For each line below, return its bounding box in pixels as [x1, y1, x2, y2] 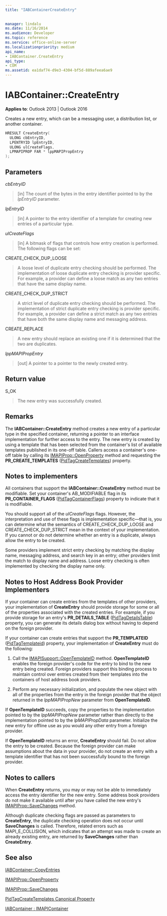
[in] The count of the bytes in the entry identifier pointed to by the [17, 191, 153, 197]
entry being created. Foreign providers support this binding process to [12, 666, 157, 672]
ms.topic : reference [5, 36, 48, 41]
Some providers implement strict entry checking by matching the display [5, 547, 155, 553]
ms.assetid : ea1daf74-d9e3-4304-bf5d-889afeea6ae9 [5, 68, 113, 73]
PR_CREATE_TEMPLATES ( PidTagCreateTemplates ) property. [5, 457, 132, 464]
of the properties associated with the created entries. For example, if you [5, 609, 155, 616]
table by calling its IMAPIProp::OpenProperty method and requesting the [12, 452, 161, 458]
